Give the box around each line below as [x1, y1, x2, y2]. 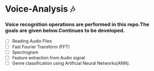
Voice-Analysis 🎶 [5, 3, 75, 15]
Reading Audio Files [12, 38, 52, 44]
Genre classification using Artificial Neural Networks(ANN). [12, 60, 130, 66]
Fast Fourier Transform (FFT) [12, 44, 70, 50]
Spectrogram [12, 49, 39, 55]
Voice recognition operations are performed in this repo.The [5, 21, 150, 28]
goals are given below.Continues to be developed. [5, 27, 125, 34]
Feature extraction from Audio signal [12, 54, 85, 60]
